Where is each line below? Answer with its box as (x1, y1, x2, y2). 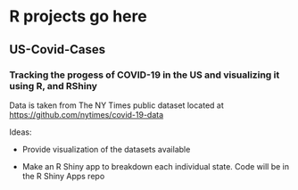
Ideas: (9, 127, 32, 137)
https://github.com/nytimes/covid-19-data (9, 109, 164, 120)
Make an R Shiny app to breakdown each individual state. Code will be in (21, 161, 290, 171)
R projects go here (9, 6, 147, 27)
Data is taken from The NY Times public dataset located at (9, 100, 225, 111)
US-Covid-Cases (9, 42, 106, 57)
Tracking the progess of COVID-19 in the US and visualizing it (9, 69, 280, 81)
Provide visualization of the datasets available (21, 144, 191, 154)
